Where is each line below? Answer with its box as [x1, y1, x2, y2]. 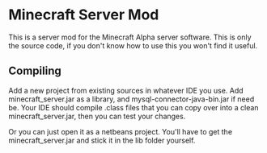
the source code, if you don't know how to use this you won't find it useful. [8, 40, 258, 50]
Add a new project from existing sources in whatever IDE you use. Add [8, 85, 244, 95]
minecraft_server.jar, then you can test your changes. [8, 111, 186, 121]
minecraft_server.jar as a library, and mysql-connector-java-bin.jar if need [8, 94, 255, 104]
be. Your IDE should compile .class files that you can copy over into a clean [8, 102, 259, 112]
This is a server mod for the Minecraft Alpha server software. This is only [8, 32, 252, 42]
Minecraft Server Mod [8, 6, 159, 24]
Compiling [8, 64, 62, 78]
